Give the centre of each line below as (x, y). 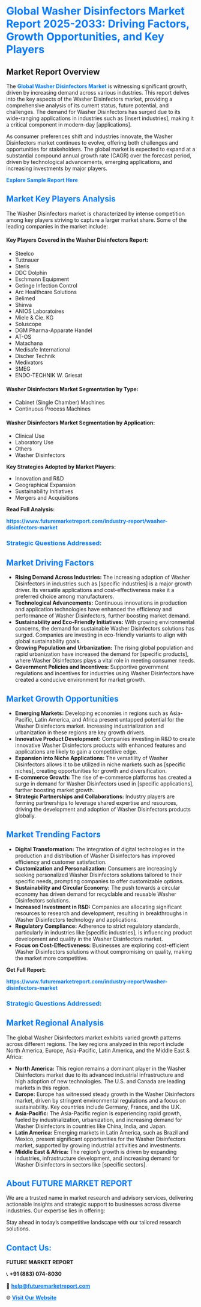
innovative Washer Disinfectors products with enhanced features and (100, 745)
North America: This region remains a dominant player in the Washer (100, 1068)
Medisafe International (43, 350)
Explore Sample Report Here (42, 180)
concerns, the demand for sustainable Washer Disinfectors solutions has (105, 629)
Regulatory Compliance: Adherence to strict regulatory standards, (97, 926)
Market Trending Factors (53, 835)
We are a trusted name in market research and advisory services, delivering (100, 1198)
